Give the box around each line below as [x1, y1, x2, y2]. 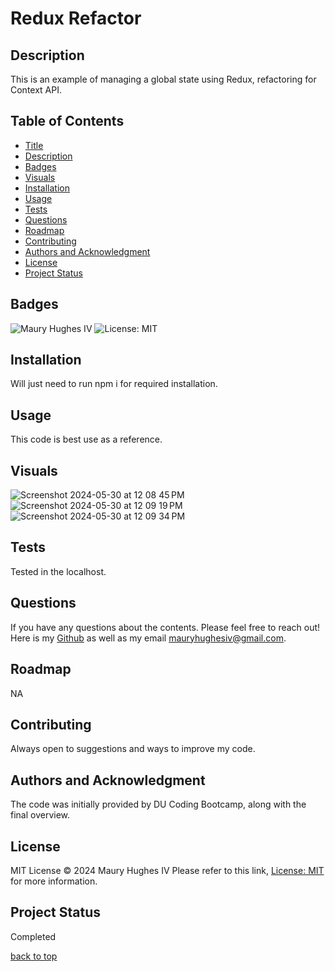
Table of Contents [10, 113, 125, 130]
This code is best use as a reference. [10, 433, 163, 446]
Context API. [10, 84, 63, 96]
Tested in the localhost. [10, 565, 107, 577]
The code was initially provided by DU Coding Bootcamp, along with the [10, 798, 307, 811]
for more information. [10, 875, 98, 887]
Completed [10, 930, 57, 942]
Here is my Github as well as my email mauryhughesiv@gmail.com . [10, 632, 287, 644]
